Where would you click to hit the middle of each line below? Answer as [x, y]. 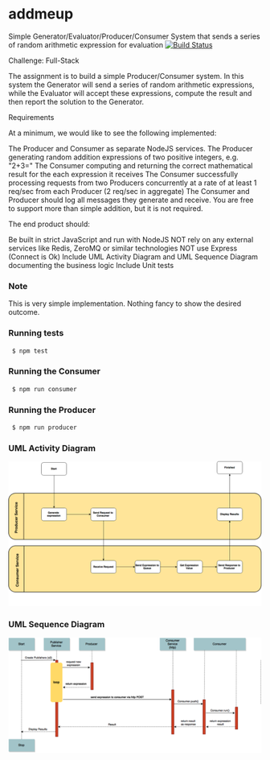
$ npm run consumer [45, 389]
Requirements [31, 117]
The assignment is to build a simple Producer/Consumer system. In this [126, 76]
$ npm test [30, 351]
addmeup [41, 14]
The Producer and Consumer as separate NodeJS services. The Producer [131, 148]
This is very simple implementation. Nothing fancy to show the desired [125, 304]
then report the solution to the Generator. [76, 101]
